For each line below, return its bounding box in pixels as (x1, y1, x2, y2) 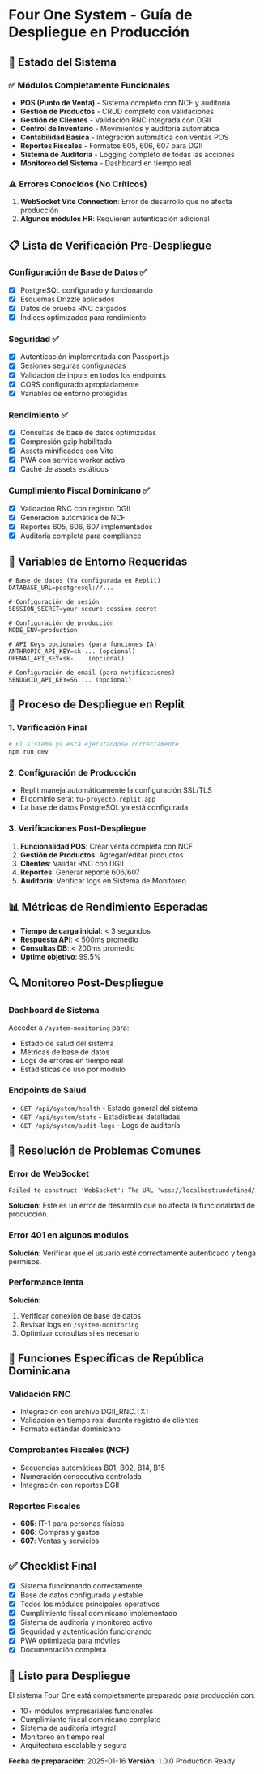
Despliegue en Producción (8, 23, 190, 41)
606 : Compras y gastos (19, 1528, 100, 1537)
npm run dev (8, 748, 49, 756)
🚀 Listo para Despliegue (8, 1669, 130, 1682)
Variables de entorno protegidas (19, 388, 128, 398)
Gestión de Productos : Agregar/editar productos (19, 849, 184, 860)
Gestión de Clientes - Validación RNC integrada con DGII (19, 115, 211, 125)
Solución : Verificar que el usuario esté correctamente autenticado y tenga (8, 1248, 257, 1258)
